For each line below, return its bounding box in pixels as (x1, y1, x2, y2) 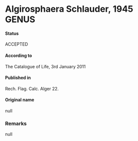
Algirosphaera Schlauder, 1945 (5, 3, 134, 15)
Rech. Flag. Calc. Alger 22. (5, 85, 59, 91)
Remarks (5, 120, 27, 127)
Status (5, 30, 19, 36)
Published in (5, 75, 31, 81)
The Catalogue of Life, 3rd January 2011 (5, 63, 86, 69)
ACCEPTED (5, 41, 28, 47)
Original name (5, 97, 34, 103)
